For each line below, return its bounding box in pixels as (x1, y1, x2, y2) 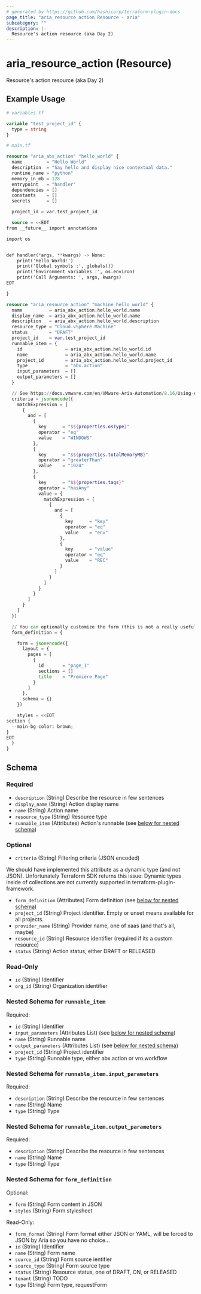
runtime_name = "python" (11, 170, 74, 176)
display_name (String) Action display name (14, 800, 119, 808)
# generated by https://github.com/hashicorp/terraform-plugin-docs (6, 8, 181, 15)
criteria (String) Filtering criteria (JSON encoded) (14, 854, 140, 861)
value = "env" (65, 530, 109, 536)
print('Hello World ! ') (17, 258, 74, 264)
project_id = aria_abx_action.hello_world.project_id (17, 357, 172, 363)
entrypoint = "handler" (11, 181, 77, 188)
